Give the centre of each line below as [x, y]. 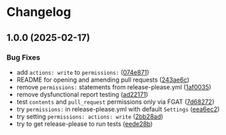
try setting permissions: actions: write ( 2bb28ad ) [90, 116]
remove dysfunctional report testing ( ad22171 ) [82, 94]
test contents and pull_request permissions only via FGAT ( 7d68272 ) [115, 102]
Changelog [39, 12]
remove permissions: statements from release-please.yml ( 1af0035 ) [114, 87]
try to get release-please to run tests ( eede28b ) [85, 124]
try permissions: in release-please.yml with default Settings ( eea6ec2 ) [118, 109]
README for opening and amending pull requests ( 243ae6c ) [103, 80]
